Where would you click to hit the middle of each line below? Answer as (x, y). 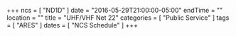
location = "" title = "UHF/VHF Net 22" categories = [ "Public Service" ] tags (118, 18)
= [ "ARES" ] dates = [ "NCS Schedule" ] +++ (72, 25)
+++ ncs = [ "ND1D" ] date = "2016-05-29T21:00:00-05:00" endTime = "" (115, 10)
